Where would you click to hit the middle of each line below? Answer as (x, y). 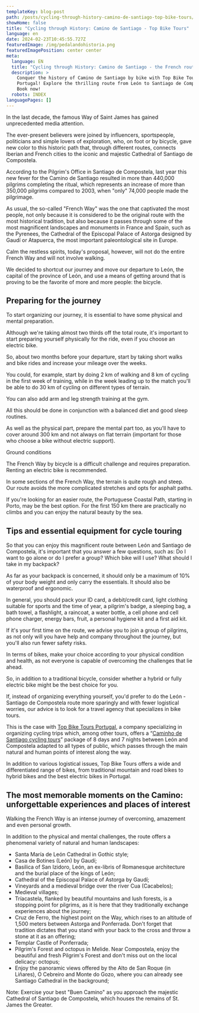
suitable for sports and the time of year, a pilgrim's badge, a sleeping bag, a (99, 606)
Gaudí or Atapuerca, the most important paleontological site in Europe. (92, 240)
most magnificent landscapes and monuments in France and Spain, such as (99, 227)
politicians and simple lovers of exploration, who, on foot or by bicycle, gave (99, 141)
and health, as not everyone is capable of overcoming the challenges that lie (99, 661)
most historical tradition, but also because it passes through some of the (94, 221)
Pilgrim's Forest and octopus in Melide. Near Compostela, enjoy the (97, 949)
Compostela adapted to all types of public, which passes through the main (97, 746)
